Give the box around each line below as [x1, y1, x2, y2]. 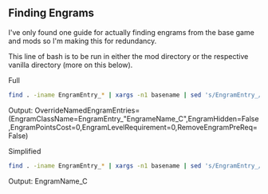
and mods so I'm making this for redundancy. [8, 36, 157, 46]
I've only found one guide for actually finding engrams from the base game [8, 27, 255, 37]
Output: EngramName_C [8, 176, 88, 186]
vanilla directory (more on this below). [8, 60, 133, 69]
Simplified [8, 146, 41, 156]
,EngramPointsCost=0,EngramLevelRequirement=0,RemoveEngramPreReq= [8, 122, 258, 132]
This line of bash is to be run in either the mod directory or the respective [8, 51, 249, 61]
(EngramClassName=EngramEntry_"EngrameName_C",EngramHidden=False [8, 113, 259, 123]
